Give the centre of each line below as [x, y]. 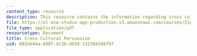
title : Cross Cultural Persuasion [48, 38]
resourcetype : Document [35, 33]
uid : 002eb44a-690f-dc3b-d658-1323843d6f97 [60, 44]
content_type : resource [35, 11]
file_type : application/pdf [40, 28]
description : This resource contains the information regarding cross [94, 17]
